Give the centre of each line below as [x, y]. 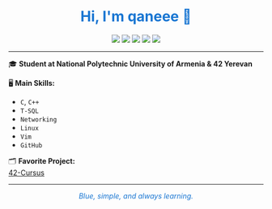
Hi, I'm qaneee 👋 [136, 17]
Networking [38, 119]
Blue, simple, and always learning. [136, 196]
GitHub [31, 145]
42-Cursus [26, 173]
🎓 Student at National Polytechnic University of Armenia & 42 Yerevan [130, 63]
